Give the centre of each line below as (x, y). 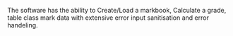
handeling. (23, 25)
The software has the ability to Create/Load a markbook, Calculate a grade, (117, 10)
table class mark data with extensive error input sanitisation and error (108, 18)
